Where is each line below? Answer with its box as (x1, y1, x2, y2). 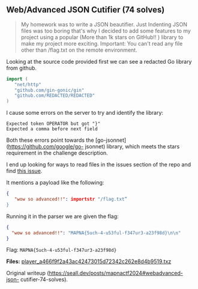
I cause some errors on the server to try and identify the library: (6, 109, 164, 117)
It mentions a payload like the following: (6, 179, 104, 186)
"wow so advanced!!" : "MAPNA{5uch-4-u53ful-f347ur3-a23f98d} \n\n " (11, 230, 181, 236)
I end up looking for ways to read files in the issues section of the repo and (6, 161, 191, 168)
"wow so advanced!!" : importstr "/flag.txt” (14, 196, 128, 202)
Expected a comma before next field (6, 126, 98, 132)
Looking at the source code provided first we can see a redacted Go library (6, 58, 192, 65)
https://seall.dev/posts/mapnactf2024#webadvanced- (49, 270, 183, 277)
